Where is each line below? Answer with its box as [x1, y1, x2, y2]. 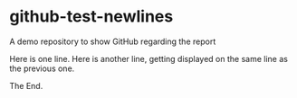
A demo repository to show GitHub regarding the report [9, 36, 216, 47]
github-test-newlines [9, 6, 174, 27]
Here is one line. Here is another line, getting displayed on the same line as [9, 53, 288, 64]
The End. [9, 80, 43, 91]
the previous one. [9, 63, 75, 74]
